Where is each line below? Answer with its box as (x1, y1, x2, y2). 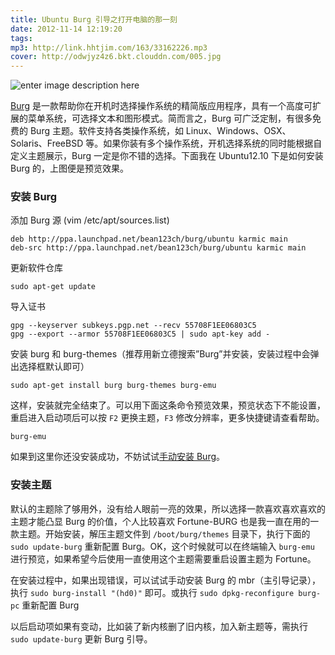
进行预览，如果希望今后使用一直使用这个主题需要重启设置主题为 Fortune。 (10, 552, 317, 565)
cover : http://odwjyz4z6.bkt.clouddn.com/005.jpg (10, 52, 222, 62)
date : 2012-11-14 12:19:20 (10, 24, 123, 34)
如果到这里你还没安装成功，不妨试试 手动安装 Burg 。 (10, 451, 225, 463)
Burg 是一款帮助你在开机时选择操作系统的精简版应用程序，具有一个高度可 (10, 100, 313, 112)
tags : (10, 33, 33, 43)
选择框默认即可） (18, 361, 90, 373)
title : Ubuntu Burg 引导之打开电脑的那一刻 (10, 14, 178, 25)
